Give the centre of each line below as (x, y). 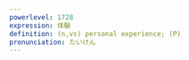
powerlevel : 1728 (41, 17)
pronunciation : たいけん (53, 42)
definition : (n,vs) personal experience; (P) (95, 34)
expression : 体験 (40, 26)
